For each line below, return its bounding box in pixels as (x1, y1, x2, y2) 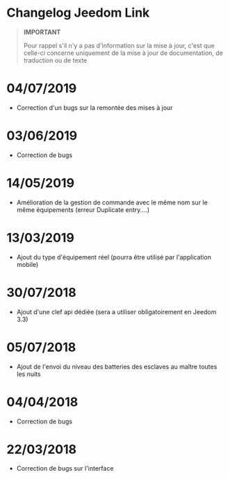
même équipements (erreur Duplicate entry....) (16, 205, 150, 213)
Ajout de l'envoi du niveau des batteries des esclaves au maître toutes (16, 362, 217, 371)
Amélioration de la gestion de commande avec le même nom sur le (16, 198, 208, 206)
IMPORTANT (23, 28, 61, 36)
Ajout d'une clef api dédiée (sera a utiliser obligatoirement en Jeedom (16, 307, 217, 316)
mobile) (16, 260, 39, 268)
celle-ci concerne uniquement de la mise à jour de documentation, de (23, 49, 224, 57)
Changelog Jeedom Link (6, 5, 150, 21)
